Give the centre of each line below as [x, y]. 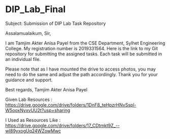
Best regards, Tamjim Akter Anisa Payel [46, 89]
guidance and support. [29, 80]
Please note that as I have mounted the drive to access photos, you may [81, 69]
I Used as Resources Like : [33, 120]
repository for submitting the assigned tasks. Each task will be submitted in [84, 54]
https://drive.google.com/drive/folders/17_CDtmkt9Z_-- [63, 125]
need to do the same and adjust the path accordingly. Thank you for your [82, 74]
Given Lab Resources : [29, 99]
